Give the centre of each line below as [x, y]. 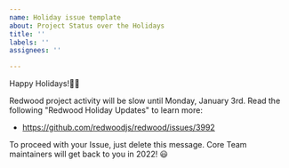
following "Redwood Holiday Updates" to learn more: [106, 110]
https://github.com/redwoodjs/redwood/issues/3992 [118, 128]
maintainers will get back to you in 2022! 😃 [89, 154]
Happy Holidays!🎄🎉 [44, 84]
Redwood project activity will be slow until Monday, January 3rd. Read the [145, 101]
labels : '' [29, 42]
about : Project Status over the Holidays [87, 26]
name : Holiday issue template [65, 17]
